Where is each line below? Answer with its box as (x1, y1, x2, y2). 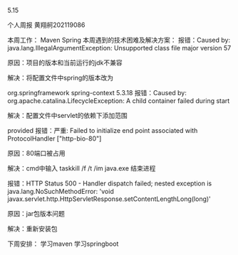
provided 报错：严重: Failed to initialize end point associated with (7, 126, 198, 134)
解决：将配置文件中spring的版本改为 (7, 74, 114, 82)
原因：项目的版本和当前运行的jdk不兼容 (7, 58, 123, 67)
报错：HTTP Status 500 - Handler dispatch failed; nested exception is (7, 179, 212, 188)
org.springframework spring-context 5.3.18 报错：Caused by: (7, 89, 187, 97)
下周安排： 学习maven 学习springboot (7, 239, 119, 248)
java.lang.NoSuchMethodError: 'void (7, 188, 114, 195)
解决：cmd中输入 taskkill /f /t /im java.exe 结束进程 (7, 164, 156, 173)
